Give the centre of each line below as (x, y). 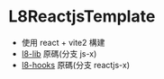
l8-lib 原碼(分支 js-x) (59, 53)
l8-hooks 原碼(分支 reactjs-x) (75, 65)
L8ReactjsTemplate (82, 17)
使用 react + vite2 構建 (63, 42)
